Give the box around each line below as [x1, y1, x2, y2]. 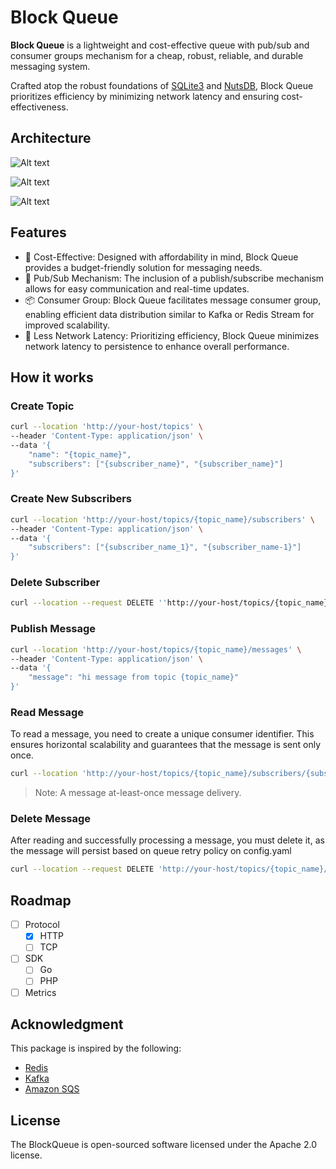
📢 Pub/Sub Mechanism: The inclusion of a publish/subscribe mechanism [24, 272, 325, 284]
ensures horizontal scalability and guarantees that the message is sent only [10, 739, 322, 751]
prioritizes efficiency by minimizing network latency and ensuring [10, 90, 280, 102]
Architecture [10, 130, 92, 147]
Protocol [24, 919, 60, 931]
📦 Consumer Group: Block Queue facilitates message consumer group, [24, 294, 322, 306]
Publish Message [10, 622, 97, 636]
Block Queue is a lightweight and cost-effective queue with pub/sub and [10, 39, 310, 51]
